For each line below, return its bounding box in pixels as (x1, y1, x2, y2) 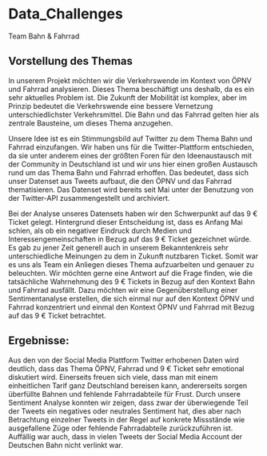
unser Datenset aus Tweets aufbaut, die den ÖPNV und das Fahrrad (8, 176, 232, 186)
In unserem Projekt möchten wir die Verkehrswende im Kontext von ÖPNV (8, 75, 252, 85)
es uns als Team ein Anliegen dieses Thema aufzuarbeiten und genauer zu (8, 259, 254, 269)
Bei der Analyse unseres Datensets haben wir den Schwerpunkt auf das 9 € (8, 209, 258, 218)
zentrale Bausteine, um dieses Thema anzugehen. (8, 118, 173, 128)
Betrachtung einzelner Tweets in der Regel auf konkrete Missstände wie (8, 414, 245, 424)
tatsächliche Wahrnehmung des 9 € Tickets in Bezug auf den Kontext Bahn (8, 277, 256, 286)
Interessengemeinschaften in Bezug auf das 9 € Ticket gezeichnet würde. (8, 234, 252, 244)
